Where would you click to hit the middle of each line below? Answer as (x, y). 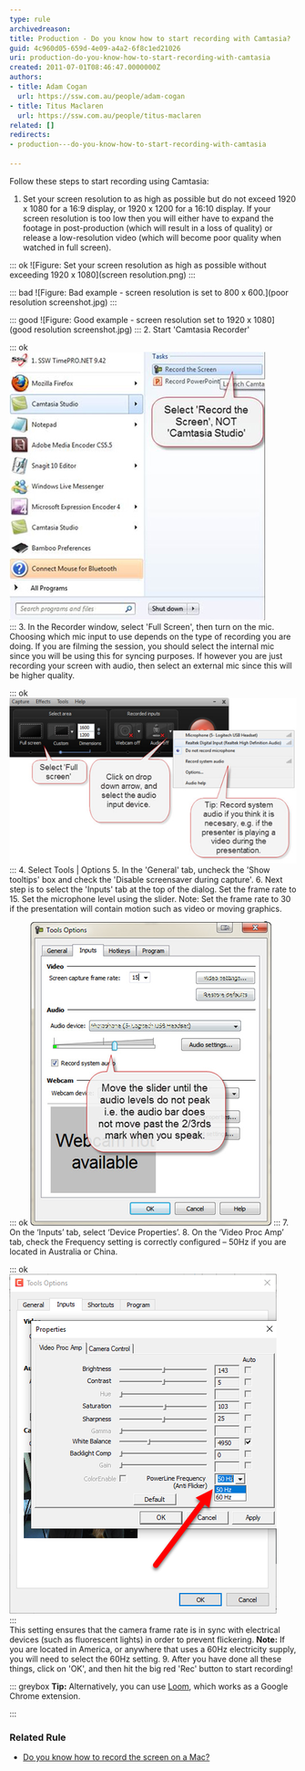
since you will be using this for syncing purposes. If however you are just (146, 655)
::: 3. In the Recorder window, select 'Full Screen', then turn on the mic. (142, 626)
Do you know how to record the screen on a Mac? (116, 1756)
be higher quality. (42, 675)
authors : (26, 78)
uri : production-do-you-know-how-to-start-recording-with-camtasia (140, 58)
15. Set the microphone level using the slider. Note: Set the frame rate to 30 (150, 898)
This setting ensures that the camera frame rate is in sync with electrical (145, 1630)
